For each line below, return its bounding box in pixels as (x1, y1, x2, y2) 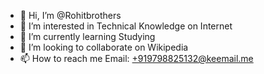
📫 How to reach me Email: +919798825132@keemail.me (19, 53, 254, 64)
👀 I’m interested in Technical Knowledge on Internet (19, 20, 233, 32)
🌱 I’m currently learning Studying (19, 31, 156, 42)
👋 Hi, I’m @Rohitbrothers (19, 10, 122, 21)
